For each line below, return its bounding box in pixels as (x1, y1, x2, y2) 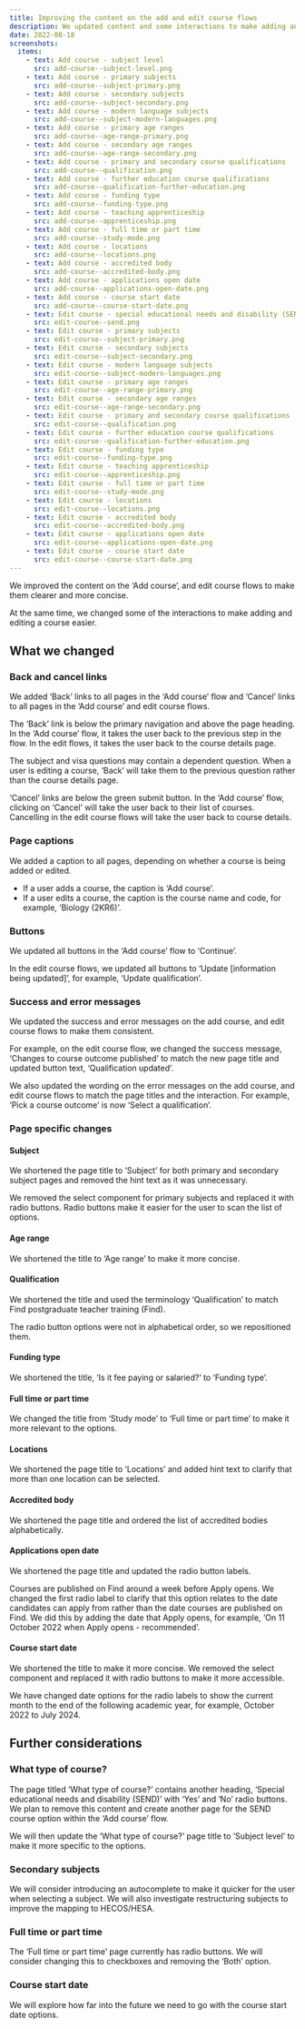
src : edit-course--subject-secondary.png (33, 351, 193, 360)
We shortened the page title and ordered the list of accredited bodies (9, 1515, 268, 1526)
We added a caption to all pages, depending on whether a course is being (9, 855, 286, 866)
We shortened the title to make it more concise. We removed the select (9, 1662, 275, 1673)
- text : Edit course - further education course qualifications (25, 428, 274, 437)
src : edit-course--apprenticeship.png (33, 471, 181, 480)
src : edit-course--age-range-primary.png (33, 386, 193, 395)
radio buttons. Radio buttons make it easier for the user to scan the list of (9, 1202, 283, 1213)
